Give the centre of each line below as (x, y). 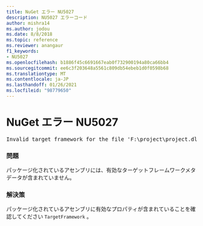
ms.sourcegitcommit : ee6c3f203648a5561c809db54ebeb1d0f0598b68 (88, 68)
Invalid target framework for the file (65, 139)
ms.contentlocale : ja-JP (37, 79)
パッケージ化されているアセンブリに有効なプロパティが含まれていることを (98, 209)
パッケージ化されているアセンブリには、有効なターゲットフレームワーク (96, 170)
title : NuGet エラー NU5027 (40, 12)
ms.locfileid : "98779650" (39, 91)
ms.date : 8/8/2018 (29, 34)
